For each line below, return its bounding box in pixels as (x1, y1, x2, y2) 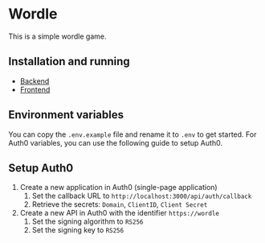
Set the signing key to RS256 (31, 225, 124, 235)
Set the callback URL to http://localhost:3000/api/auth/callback (31, 191, 252, 201)
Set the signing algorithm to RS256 (31, 216, 144, 226)
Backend (19, 76, 50, 85)
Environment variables (8, 108, 124, 121)
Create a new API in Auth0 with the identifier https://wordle (19, 208, 219, 218)
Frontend (19, 84, 51, 94)
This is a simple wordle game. (8, 31, 107, 41)
